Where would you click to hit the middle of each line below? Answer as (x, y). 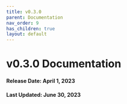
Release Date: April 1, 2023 (41, 81)
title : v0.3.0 (24, 12)
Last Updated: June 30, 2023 (44, 94)
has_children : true (31, 29)
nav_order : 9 (23, 23)
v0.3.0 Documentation (64, 64)
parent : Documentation (35, 17)
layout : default (26, 34)
